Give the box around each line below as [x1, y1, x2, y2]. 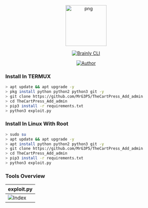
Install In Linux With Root [5, 120, 69, 127]
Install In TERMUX [5, 73, 51, 80]
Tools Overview [5, 172, 45, 179]
